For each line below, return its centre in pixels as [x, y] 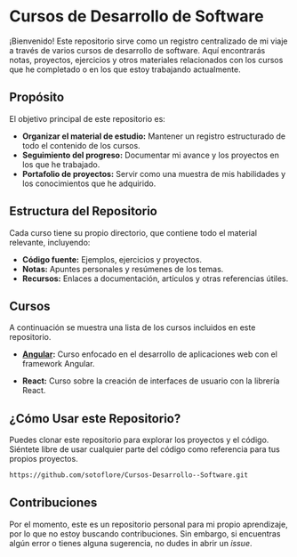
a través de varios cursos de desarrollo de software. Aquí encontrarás [137, 50]
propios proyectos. [44, 459]
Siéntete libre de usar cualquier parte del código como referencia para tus [144, 449]
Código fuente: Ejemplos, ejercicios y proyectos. [112, 259]
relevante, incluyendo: [50, 242]
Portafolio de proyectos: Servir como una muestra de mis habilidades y [154, 174]
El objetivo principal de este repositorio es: [88, 118]
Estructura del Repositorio [83, 211]
